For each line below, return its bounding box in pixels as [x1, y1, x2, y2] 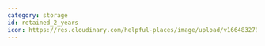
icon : [7, 26, 25, 34]
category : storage [7, 11, 68, 19]
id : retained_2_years [7, 19, 79, 27]
